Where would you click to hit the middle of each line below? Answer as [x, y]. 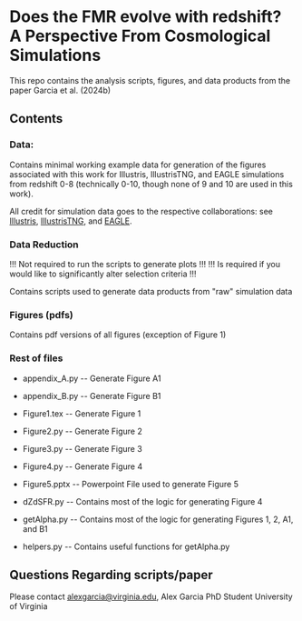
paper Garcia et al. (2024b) [60, 90]
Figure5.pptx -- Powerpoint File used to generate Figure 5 [130, 484]
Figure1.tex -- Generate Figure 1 [82, 413]
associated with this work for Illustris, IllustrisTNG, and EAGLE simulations [147, 174]
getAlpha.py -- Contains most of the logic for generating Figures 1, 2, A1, [158, 519]
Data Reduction [44, 245]
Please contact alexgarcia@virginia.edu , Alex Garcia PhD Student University [151, 596]
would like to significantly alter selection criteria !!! [103, 274]
